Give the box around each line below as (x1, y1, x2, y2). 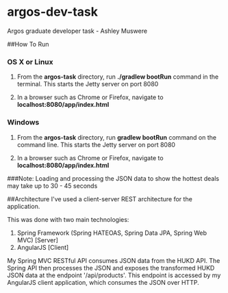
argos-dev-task (7, 4, 98, 20)
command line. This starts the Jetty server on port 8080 (16, 140, 176, 149)
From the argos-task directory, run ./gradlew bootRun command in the (16, 73, 219, 81)
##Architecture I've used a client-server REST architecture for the (7, 194, 193, 203)
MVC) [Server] (16, 235, 58, 244)
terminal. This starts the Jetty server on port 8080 (16, 80, 159, 88)
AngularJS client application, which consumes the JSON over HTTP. (7, 278, 200, 286)
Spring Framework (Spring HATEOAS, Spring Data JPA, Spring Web (16, 229, 207, 237)
